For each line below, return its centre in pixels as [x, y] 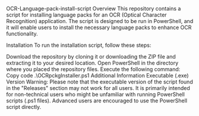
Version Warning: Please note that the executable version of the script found [99, 82]
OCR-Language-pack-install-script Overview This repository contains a [94, 9]
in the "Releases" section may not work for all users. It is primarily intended [98, 88]
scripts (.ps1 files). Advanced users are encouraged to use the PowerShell [97, 101]
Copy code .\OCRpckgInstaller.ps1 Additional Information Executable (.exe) [97, 75]
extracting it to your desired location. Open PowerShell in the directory [92, 63]
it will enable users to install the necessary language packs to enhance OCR [99, 27]
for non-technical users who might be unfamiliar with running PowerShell [96, 94]
